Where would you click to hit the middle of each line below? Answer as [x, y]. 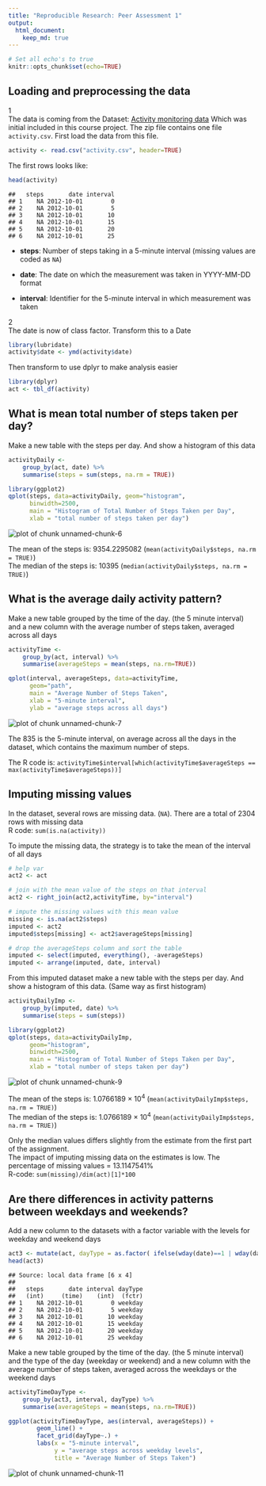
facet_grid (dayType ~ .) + [78, 1436]
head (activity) [33, 180]
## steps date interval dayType [76, 1289]
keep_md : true [46, 38]
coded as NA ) [41, 259]
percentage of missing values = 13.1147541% [81, 1166]
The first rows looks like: [48, 165]
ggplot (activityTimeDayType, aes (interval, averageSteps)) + [111, 1421]
